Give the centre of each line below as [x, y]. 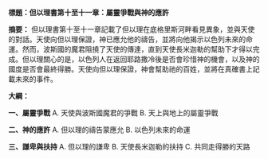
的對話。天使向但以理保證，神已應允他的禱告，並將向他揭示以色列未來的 [127, 39]
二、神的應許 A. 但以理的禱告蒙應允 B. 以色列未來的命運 [99, 130]
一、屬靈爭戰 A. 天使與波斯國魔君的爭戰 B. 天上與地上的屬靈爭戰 [113, 113]
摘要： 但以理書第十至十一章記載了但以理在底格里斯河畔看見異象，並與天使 [132, 29]
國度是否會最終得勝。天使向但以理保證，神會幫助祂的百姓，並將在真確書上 [130, 69]
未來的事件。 [36, 79]
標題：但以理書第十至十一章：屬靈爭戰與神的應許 [89, 12]
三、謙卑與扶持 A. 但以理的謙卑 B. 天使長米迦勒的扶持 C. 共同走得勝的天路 [129, 147]
